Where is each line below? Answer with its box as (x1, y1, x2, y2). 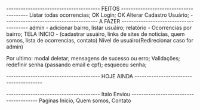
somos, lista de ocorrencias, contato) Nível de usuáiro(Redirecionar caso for (6, 37, 194, 44)
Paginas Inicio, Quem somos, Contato (38, 97, 131, 104)
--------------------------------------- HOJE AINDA (6, 73, 133, 80)
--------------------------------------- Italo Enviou (6, 91, 130, 97)
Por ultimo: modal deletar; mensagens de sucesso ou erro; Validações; (6, 55, 180, 62)
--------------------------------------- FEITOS (6, 5, 120, 12)
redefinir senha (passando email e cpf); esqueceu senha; (6, 61, 147, 68)
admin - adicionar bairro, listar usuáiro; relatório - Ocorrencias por (29, 24, 192, 31)
